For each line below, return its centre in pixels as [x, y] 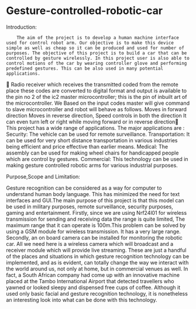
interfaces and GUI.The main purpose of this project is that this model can [95, 200]
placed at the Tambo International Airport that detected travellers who [90, 281]
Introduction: [21, 27]
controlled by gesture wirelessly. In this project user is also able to [98, 58]
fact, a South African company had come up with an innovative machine [93, 275]
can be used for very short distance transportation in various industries [92, 140]
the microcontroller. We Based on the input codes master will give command [98, 103]
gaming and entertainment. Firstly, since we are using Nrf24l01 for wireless [97, 212]
